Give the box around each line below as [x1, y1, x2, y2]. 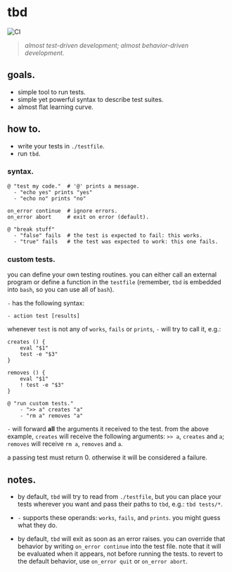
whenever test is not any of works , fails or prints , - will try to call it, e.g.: [7, 325, 221, 333]
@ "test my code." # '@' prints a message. [7, 182, 140, 190]
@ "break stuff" [7, 226, 55, 233]
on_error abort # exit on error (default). [7, 213, 150, 220]
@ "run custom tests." [7, 400, 74, 407]
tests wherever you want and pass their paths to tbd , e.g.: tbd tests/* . [17, 500, 223, 508]
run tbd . [17, 149, 41, 158]
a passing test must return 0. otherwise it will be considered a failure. [7, 453, 207, 462]
